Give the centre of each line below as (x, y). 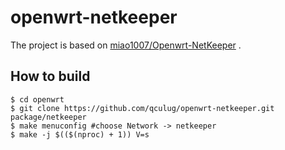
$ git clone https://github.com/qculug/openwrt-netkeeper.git (142, 108)
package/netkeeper (48, 117)
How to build (50, 76)
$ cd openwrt (37, 99)
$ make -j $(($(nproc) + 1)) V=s (80, 134)
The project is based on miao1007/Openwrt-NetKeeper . (126, 45)
